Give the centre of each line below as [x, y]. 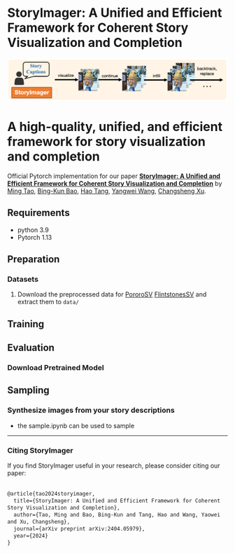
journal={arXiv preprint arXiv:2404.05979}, [79, 529]
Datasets [23, 279]
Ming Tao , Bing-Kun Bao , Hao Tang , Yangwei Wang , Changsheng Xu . [107, 191]
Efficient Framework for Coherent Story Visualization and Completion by [115, 183]
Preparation [34, 260]
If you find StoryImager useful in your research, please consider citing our [114, 466]
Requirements [38, 213]
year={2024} [31, 536]
